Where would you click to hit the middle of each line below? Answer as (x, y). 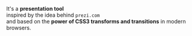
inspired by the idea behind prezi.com (53, 15)
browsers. (19, 28)
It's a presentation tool (35, 9)
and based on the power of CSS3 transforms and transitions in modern (96, 21)
